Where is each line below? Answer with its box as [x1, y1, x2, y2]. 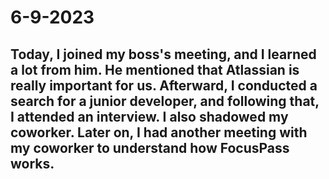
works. [10, 155, 55, 172]
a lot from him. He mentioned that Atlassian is [10, 61, 300, 78]
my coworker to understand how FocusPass [10, 139, 290, 156]
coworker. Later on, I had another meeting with [10, 124, 308, 141]
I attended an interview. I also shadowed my [10, 108, 289, 125]
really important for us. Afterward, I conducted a [10, 77, 318, 94]
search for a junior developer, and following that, [10, 92, 320, 110]
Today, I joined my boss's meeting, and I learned [10, 46, 317, 63]
